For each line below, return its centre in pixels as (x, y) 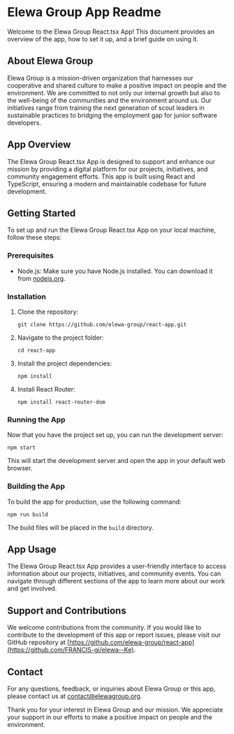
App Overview (39, 145)
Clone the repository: (48, 312)
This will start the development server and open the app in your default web (116, 461)
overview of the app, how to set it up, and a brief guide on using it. (103, 39)
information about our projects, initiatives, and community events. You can (114, 574)
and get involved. (32, 588)
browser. (20, 468)
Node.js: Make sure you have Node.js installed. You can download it (115, 271)
